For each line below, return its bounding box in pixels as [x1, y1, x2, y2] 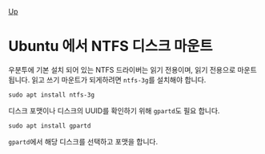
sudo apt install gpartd [8, 121, 91, 130]
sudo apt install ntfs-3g [8, 91, 94, 99]
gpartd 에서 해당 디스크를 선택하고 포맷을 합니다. [8, 136, 159, 146]
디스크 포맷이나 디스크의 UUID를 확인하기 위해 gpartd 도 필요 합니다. [8, 105, 220, 115]
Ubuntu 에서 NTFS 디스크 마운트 [8, 38, 214, 55]
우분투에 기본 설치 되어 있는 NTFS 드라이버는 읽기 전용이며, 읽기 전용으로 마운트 [8, 65, 258, 74]
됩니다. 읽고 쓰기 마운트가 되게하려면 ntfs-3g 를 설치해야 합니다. [8, 75, 207, 85]
